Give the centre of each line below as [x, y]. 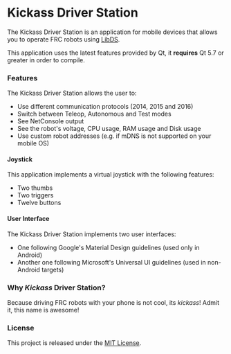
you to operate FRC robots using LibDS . [64, 39]
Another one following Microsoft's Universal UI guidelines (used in [111, 262]
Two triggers [35, 195]
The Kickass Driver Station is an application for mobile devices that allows [112, 32]
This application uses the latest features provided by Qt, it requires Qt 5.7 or [116, 53]
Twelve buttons [39, 203]
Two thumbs [35, 188]
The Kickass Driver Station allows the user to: [72, 93]
